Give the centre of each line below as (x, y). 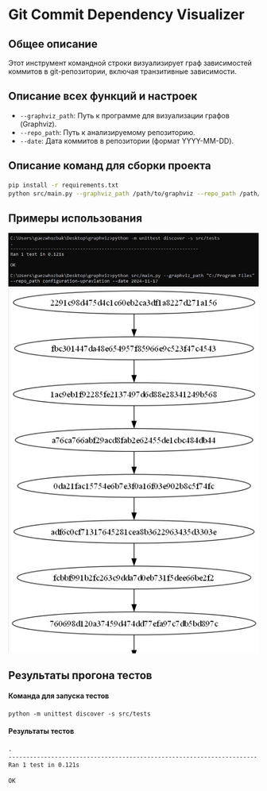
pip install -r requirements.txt (64, 185)
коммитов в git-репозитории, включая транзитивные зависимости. (122, 71)
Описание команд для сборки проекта (110, 166)
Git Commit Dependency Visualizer (126, 15)
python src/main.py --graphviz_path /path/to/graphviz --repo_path (122, 193)
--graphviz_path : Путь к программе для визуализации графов (125, 115)
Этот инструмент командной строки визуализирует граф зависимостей (130, 63)
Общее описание (53, 44)
